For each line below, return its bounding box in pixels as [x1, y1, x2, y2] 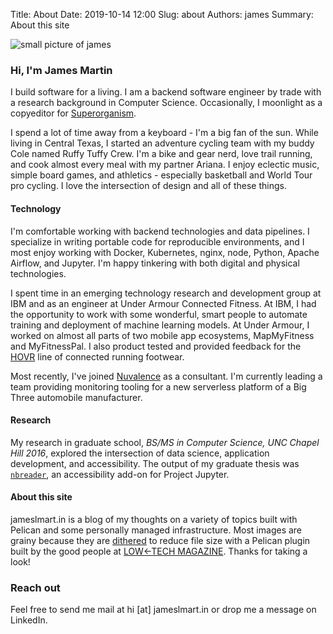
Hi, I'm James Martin [10, 63, 113, 77]
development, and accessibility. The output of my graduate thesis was [10, 457, 300, 469]
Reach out [10, 580, 61, 594]
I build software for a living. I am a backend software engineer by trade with [10, 86, 322, 98]
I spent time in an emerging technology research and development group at [10, 287, 322, 299]
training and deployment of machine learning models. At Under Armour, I [10, 319, 310, 331]
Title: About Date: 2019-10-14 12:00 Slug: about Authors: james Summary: [10, 9, 314, 20]
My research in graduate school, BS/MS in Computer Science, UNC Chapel [10, 436, 320, 448]
